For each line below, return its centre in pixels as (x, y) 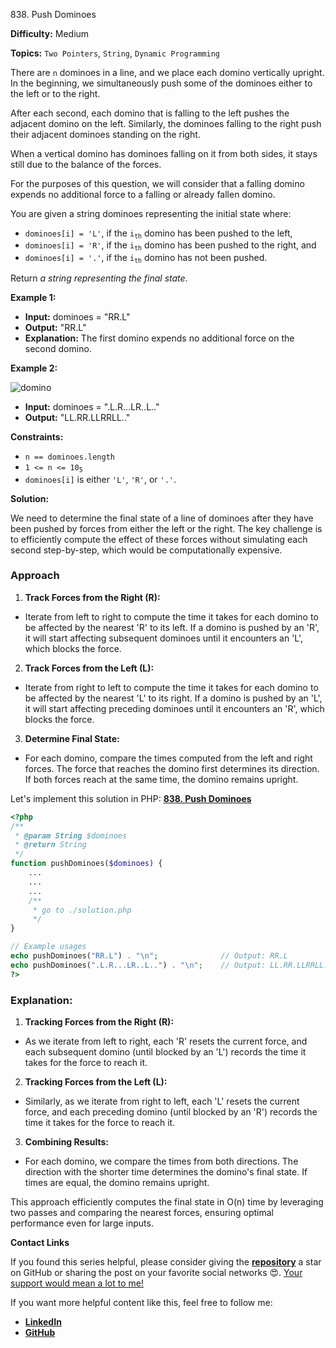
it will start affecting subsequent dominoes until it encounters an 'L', (164, 638)
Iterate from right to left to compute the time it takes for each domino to (171, 687)
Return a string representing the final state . (99, 278)
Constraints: (37, 437)
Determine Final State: (72, 738)
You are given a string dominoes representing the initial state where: (151, 213)
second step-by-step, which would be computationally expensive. (146, 550)
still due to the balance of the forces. (86, 164)
